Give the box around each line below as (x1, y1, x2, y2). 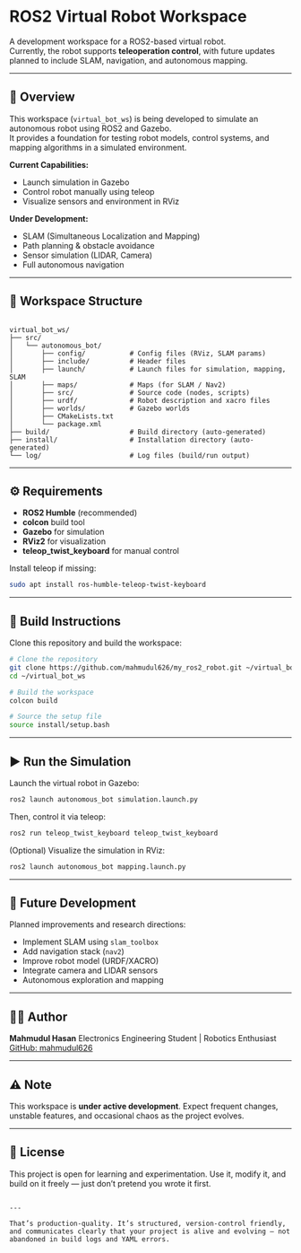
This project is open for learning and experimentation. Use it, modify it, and (9, 1169, 287, 1179)
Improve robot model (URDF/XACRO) (21, 956, 159, 967)
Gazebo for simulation (21, 527, 105, 538)
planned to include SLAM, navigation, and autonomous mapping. (9, 55, 248, 66)
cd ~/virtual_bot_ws (9, 671, 87, 680)
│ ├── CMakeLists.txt (9, 411, 115, 421)
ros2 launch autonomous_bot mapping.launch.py (9, 862, 186, 872)
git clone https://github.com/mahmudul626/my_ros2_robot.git (9, 662, 243, 672)
